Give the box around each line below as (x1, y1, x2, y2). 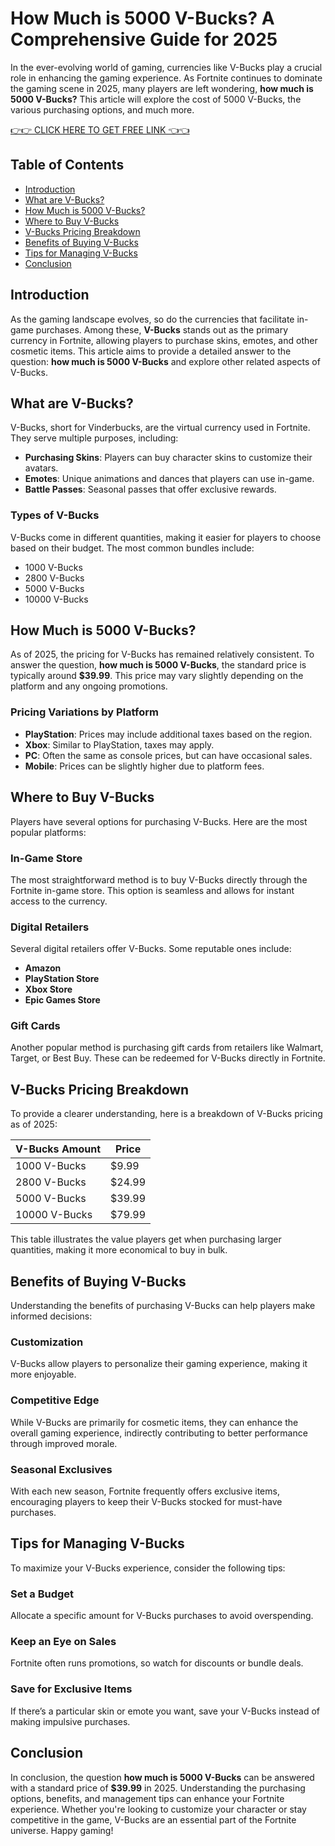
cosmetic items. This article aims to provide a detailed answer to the (10, 345, 292, 357)
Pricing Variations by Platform (10, 705, 159, 719)
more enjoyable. (10, 1368, 77, 1381)
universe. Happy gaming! (10, 1824, 114, 1836)
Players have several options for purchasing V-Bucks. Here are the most (10, 815, 308, 827)
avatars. (24, 462, 59, 474)
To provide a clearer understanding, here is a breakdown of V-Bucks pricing (10, 1108, 323, 1120)
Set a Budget (10, 1587, 75, 1601)
